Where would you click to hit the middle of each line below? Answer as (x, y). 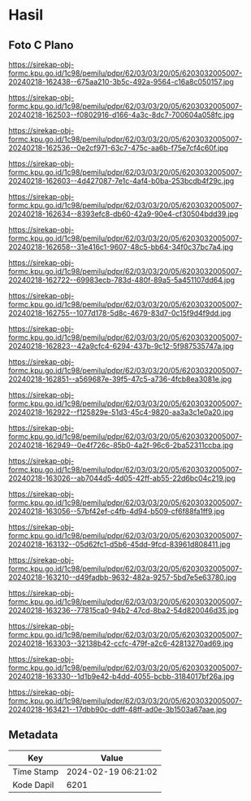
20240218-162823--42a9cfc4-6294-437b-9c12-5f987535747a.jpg (121, 346)
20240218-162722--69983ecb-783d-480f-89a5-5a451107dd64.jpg (122, 280)
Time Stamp (36, 772)
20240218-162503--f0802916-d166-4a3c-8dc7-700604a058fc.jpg (121, 115)
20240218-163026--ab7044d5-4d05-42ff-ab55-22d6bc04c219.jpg (122, 478)
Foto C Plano (41, 45)
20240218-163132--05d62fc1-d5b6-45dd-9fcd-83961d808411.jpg (119, 544)
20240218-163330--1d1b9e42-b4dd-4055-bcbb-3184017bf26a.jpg (121, 676)
